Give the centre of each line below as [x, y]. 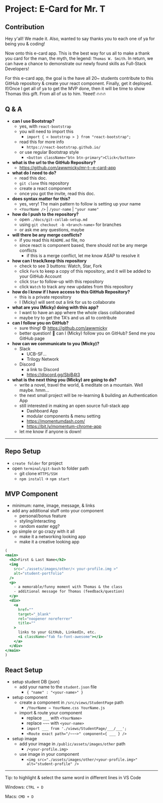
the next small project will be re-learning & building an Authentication [88, 395]
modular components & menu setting [64, 416]
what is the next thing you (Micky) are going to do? [64, 380]
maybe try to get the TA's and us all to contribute [68, 317]
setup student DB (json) [36, 682]
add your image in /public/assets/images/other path [72, 744]
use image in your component [49, 754]
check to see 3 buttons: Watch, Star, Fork [61, 266]
